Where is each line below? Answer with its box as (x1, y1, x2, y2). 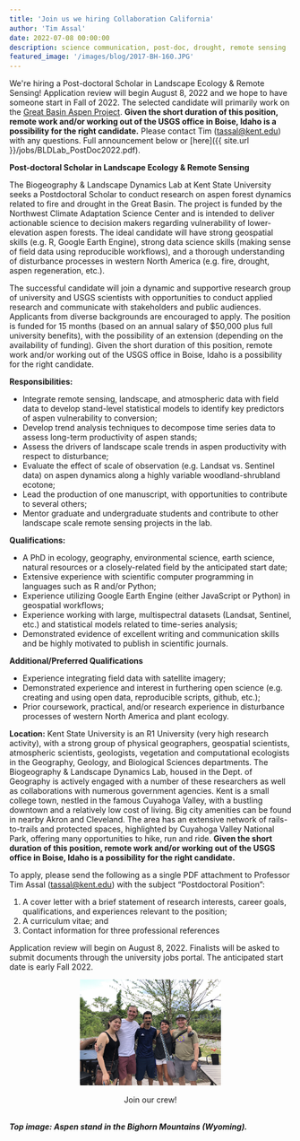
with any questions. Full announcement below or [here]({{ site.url (9, 135, 249, 146)
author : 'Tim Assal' (9, 23, 87, 33)
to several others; (21, 499, 88, 510)
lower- (247, 218, 271, 229)
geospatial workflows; (21, 600, 105, 611)
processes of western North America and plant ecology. (21, 711, 230, 722)
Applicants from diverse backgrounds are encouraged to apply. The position (9, 311, 291, 322)
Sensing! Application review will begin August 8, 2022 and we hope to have (9, 88, 288, 99)
